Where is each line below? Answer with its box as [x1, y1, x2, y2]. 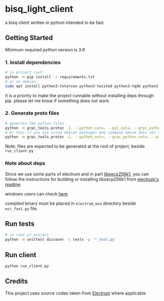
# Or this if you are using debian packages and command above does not [5, 130, 156, 135]
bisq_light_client [5, 3, 73, 15]
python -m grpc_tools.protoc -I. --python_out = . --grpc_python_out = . [5, 134, 150, 140]
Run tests [5, 220, 35, 228]
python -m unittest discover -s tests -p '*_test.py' [5, 237, 117, 242]
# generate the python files [5, 121, 64, 126]
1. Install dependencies [5, 59, 61, 65]
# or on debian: [5, 79, 38, 84]
